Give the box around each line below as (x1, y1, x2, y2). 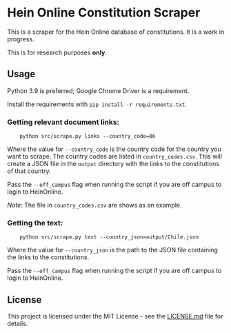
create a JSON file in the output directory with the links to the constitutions (7, 160, 219, 168)
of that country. (7, 167, 52, 175)
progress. (7, 34, 34, 43)
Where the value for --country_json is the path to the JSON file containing (7, 246, 219, 254)
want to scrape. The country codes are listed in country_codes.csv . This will (7, 152, 223, 161)
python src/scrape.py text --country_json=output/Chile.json (19, 234, 199, 241)
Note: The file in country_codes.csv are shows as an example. (7, 201, 182, 210)
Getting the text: (7, 218, 63, 228)
